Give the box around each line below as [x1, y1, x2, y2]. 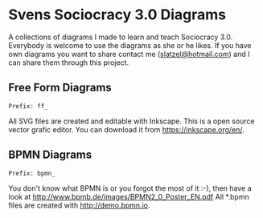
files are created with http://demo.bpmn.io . [8, 200, 150, 210]
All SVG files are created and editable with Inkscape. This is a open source [8, 116, 255, 126]
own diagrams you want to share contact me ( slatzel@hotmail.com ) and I [8, 49, 250, 59]
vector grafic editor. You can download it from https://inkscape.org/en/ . [8, 124, 245, 134]
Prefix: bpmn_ [8, 169, 56, 177]
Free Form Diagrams [8, 81, 113, 95]
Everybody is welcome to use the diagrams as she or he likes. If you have [8, 40, 252, 50]
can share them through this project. [8, 58, 129, 67]
